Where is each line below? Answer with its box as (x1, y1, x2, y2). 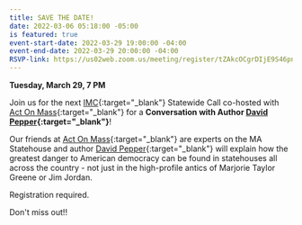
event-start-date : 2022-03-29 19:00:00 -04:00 (9, 38, 187, 48)
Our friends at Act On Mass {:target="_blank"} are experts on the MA (9, 134, 262, 144)
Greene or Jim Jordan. (9, 172, 93, 183)
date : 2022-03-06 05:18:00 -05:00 (9, 22, 139, 31)
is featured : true (9, 30, 78, 39)
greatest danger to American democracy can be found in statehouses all (9, 153, 278, 163)
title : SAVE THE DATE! (9, 13, 94, 22)
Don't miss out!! (9, 207, 68, 217)
